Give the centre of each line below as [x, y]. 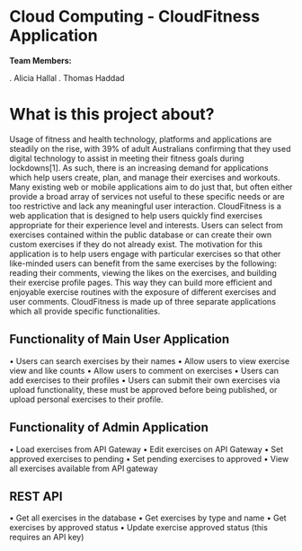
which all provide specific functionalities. [85, 311]
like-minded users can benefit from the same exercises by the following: [143, 263]
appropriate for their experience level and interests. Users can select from [146, 225]
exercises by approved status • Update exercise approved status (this [138, 528]
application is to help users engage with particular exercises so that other [145, 253]
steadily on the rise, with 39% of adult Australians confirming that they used [150, 148]
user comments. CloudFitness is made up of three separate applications [143, 301]
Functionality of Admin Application [109, 427]
